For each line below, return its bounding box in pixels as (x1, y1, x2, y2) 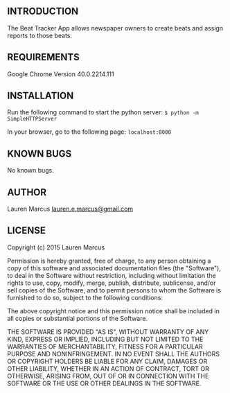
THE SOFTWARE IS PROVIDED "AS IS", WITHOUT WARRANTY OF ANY (7, 327, 209, 335)
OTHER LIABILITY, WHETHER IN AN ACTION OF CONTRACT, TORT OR (7, 364, 209, 373)
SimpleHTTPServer (7, 116, 57, 123)
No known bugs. (7, 166, 54, 175)
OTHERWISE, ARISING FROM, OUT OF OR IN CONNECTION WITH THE (7, 372, 209, 380)
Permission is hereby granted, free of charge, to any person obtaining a (7, 256, 211, 265)
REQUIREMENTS (7, 51, 80, 63)
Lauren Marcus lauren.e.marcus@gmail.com (7, 204, 134, 213)
